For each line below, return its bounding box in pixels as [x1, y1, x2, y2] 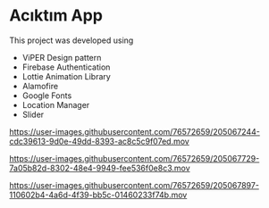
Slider [21, 109, 45, 120]
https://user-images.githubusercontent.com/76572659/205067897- [9, 179, 259, 190]
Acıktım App [9, 5, 103, 26]
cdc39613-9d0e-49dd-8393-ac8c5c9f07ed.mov [9, 136, 189, 146]
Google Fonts [21, 90, 72, 101]
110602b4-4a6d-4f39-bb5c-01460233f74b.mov [9, 189, 188, 200]
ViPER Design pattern [21, 52, 102, 62]
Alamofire [21, 80, 59, 91]
